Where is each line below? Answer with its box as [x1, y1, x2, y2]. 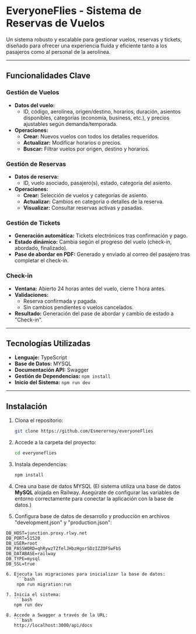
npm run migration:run [16, 581, 72, 587]
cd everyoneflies [14, 450, 57, 456]
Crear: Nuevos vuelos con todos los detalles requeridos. [23, 133, 159, 140]
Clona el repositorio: [14, 417, 64, 424]
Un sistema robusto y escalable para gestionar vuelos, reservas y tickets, [6, 36, 182, 43]
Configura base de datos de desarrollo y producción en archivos [14, 512, 170, 519]
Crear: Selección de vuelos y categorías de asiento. [23, 191, 149, 198]
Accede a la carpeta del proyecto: [14, 439, 96, 446]
